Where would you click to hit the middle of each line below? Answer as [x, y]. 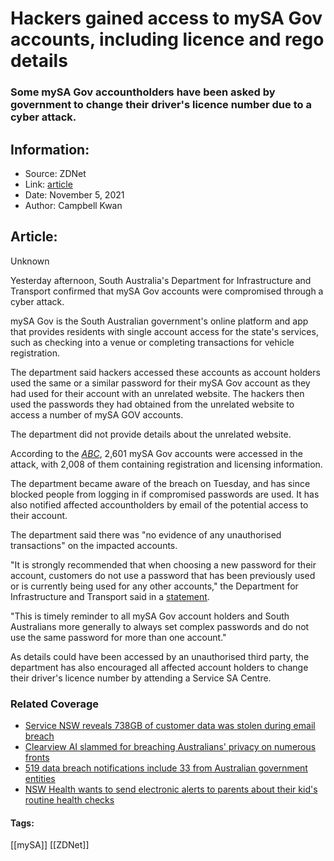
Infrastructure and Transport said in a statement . [110, 596]
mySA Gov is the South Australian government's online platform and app [159, 321]
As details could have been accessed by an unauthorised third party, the [160, 656]
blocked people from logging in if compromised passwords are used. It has [165, 494]
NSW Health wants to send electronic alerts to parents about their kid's [171, 789]
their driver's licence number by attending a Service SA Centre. [141, 678]
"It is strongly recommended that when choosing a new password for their [163, 564]
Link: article [48, 184]
